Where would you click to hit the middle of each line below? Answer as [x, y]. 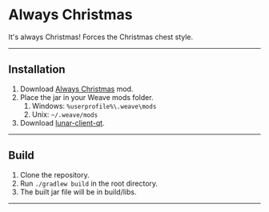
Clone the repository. [54, 174]
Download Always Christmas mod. [76, 89]
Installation [37, 70]
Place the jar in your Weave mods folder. [86, 97]
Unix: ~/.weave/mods [65, 114]
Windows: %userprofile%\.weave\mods [94, 106]
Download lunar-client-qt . [62, 122]
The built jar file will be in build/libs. [78, 192]
